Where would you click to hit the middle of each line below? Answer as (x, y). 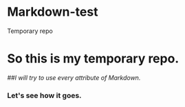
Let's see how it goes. (44, 95)
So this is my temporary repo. (93, 59)
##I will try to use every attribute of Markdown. (74, 78)
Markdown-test (53, 12)
